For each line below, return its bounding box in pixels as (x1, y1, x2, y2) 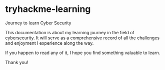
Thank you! (5, 59, 28, 65)
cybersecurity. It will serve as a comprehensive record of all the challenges (5, 35, 160, 41)
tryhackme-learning (5, 3, 91, 15)
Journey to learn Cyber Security (5, 20, 71, 26)
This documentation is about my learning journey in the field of (5, 29, 135, 35)
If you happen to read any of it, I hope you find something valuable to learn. (5, 50, 160, 56)
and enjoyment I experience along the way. (5, 40, 94, 46)
